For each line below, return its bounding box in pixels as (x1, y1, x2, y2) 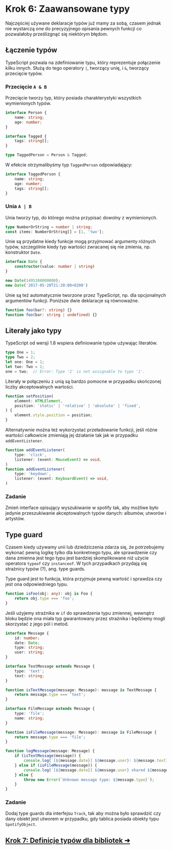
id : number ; (14, 635, 40, 641)
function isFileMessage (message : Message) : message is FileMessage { (5, 730, 157, 735)
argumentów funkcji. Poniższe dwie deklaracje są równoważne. (5, 297, 139, 303)
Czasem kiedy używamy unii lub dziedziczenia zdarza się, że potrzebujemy (5, 544, 165, 550)
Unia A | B (5, 203, 32, 210)
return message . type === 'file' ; (14, 734, 86, 740)
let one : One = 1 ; (5, 359, 45, 365)
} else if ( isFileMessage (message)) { (14, 762, 97, 768)
